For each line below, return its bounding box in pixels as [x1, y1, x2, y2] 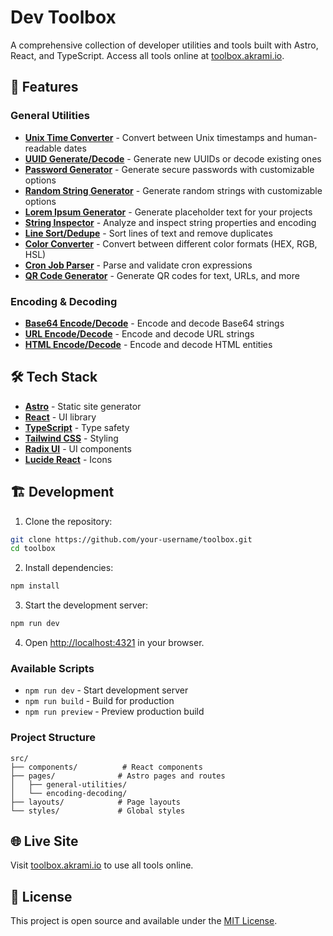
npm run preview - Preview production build [24, 706, 205, 718]
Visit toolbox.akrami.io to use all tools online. [10, 859, 194, 871]
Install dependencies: [24, 562, 114, 574]
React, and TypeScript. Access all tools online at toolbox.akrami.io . [10, 49, 285, 61]
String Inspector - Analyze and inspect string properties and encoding [24, 216, 317, 228]
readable [24, 142, 62, 154]
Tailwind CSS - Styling [24, 432, 119, 444]
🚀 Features [10, 79, 79, 96]
